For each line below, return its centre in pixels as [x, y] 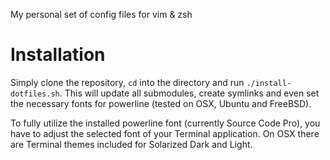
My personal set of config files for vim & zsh [101, 14]
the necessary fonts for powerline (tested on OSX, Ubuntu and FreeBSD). [161, 103]
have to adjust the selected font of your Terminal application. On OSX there [165, 133]
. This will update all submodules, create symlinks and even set [189, 93]
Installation [58, 55]
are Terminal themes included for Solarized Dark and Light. [131, 144]
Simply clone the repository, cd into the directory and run [127, 82]
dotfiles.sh [35, 94]
